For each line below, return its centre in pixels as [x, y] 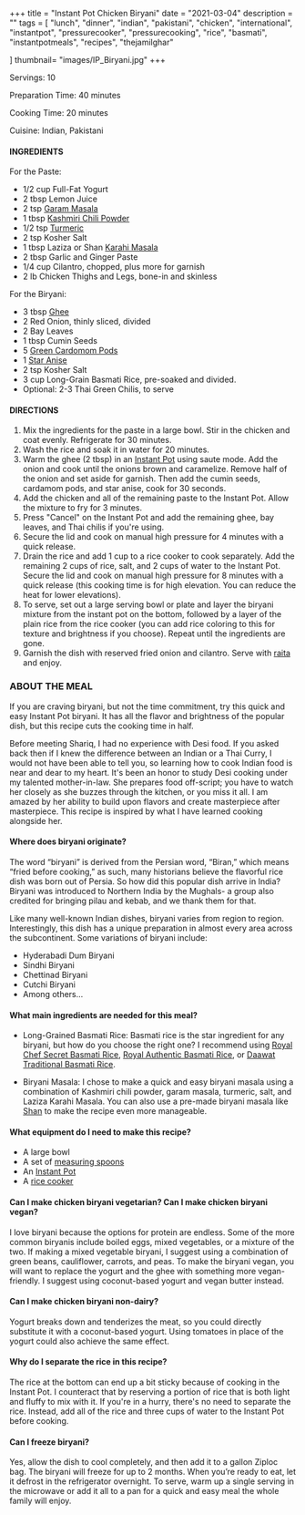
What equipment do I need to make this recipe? [100, 1132]
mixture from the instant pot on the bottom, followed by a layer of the [152, 614]
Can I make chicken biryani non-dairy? [84, 1302]
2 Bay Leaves [48, 331]
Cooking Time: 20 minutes [59, 113]
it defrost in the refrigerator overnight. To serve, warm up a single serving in [152, 1481]
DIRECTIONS [34, 410]
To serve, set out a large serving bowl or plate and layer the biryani [148, 604]
